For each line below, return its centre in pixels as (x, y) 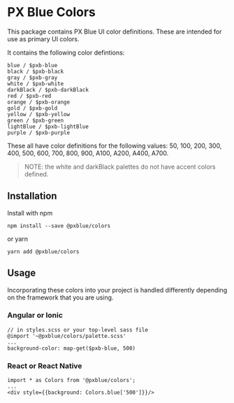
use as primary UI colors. (43, 38)
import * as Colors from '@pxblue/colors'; (72, 381)
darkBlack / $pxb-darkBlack (48, 90)
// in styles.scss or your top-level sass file (78, 330)
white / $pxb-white (36, 84)
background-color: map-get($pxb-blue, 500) (72, 348)
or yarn (18, 239)
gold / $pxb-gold (32, 108)
